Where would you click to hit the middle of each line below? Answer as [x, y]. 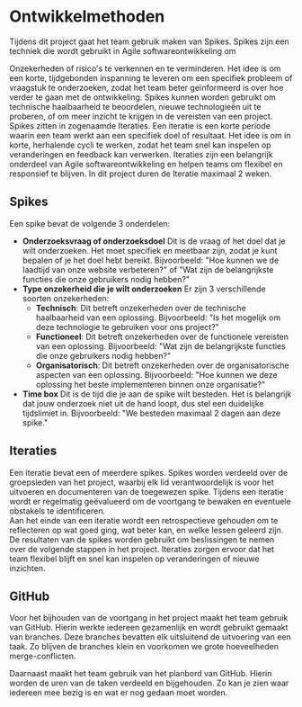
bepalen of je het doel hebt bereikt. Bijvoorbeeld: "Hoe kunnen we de [151, 260]
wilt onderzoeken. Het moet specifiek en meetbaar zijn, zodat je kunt [150, 250]
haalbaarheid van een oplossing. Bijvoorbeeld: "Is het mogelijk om [158, 318]
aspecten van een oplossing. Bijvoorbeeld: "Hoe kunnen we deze [157, 374]
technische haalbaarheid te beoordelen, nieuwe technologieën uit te [135, 106]
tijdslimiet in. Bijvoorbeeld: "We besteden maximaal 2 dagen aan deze [151, 413]
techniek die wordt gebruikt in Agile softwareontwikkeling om [123, 50]
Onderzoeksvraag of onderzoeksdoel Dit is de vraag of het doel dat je [154, 241]
